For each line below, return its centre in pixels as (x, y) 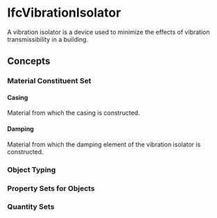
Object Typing (32, 169)
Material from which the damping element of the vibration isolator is (104, 144)
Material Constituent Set (49, 81)
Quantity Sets (31, 207)
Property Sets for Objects (51, 188)
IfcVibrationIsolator (64, 13)
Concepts (29, 61)
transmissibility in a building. (48, 39)
